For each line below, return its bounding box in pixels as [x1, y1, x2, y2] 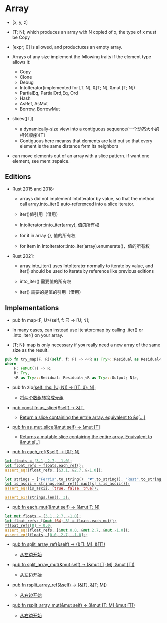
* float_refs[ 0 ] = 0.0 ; [5, 523, 52, 528]
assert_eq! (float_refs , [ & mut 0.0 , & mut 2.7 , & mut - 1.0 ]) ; [5, 528, 130, 533]
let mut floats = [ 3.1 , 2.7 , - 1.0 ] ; [5, 514, 81, 519]
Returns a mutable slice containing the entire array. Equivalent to [19, 433, 153, 440]
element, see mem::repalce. [12, 158, 70, 164]
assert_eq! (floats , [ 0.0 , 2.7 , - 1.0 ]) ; [5, 532, 88, 537]
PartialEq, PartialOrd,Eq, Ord [19, 90, 78, 96]
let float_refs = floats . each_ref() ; [5, 463, 83, 468]
